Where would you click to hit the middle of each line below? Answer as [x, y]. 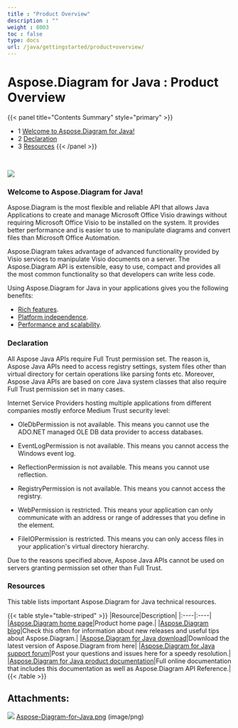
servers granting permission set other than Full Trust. [85, 568]
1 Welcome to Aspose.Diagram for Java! [76, 131]
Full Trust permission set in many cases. [66, 389]
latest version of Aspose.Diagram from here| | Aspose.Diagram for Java [111, 645]
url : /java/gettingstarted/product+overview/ [76, 47]
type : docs [23, 41]
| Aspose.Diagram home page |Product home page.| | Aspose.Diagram [108, 623]
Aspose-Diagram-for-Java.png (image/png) [80, 717]
